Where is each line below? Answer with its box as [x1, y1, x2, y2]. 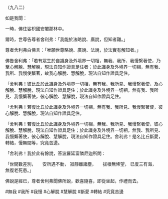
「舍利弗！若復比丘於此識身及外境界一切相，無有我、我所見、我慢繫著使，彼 [5, 104, 163, 110]
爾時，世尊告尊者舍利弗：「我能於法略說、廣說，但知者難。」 [5, 37, 128, 42]
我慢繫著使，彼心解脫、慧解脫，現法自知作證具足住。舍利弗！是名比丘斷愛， [5, 133, 163, 139]
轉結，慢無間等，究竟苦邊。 [5, 140, 62, 145]
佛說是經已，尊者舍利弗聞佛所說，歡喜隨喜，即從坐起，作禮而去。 [5, 178, 141, 184]
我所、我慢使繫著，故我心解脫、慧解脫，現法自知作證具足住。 [5, 70, 132, 76]
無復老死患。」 [5, 167, 34, 173]
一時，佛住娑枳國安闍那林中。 [5, 26, 66, 32]
